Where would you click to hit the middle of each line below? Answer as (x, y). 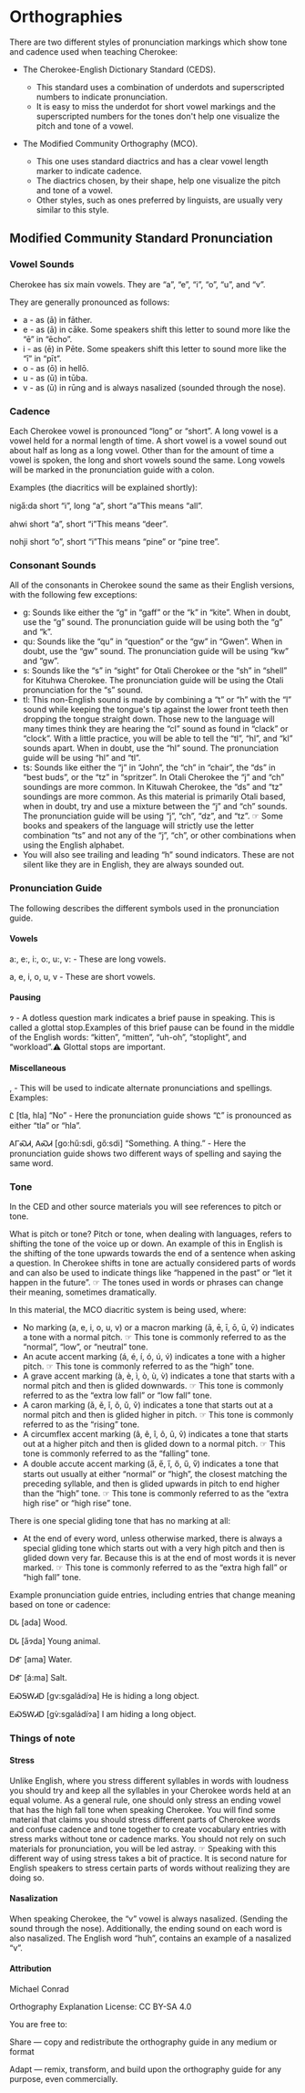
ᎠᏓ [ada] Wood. (39, 1622)
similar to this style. (72, 209)
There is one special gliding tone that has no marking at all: (120, 1521)
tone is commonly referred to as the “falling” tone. (117, 1453)
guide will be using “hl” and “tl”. (81, 758)
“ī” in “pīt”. (42, 359)
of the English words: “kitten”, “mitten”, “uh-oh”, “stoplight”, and (128, 1036)
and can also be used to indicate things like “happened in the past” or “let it (151, 1273)
